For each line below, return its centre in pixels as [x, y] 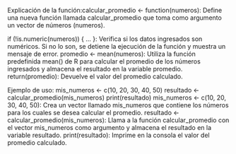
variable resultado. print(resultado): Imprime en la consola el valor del [108, 135]
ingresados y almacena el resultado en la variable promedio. [95, 69]
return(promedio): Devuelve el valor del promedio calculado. [95, 76]
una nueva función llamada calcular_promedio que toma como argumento [115, 18]
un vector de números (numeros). [56, 25]
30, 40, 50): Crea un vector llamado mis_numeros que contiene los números [118, 105]
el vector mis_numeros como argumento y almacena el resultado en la [110, 128]
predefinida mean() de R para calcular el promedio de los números [104, 61]
